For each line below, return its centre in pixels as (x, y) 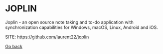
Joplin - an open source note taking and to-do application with (69, 22)
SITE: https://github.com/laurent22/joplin (47, 37)
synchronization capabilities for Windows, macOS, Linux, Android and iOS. (82, 27)
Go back (14, 46)
